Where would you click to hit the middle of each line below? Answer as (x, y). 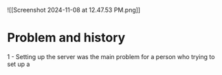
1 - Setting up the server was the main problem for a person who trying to (111, 56)
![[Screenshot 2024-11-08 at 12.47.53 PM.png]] (74, 10)
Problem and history (66, 38)
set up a (19, 64)
